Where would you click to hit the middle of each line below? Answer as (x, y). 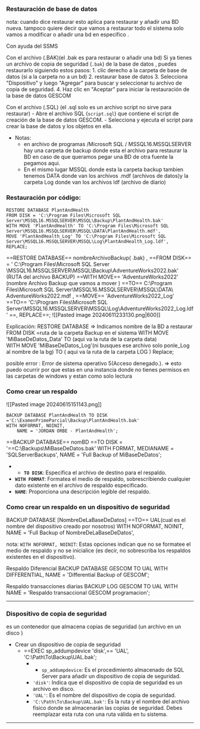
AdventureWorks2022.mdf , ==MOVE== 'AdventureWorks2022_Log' (90, 296)
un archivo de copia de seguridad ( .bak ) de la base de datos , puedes (91, 64)
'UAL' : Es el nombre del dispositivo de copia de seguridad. (104, 695)
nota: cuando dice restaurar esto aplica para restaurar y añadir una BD (93, 22)
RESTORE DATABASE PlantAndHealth (48, 210)
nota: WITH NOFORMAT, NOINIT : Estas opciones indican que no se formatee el (99, 544)
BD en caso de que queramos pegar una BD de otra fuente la (99, 157)
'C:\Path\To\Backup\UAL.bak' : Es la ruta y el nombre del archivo (111, 702)
